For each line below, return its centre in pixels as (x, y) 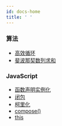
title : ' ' (19, 17)
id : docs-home (23, 12)
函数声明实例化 (32, 90)
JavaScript (22, 76)
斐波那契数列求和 (35, 60)
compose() (28, 111)
